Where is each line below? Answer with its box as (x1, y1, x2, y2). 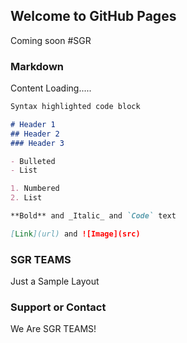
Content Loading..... (10, 82, 92, 94)
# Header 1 (10, 119, 56, 129)
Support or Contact (10, 300, 107, 314)
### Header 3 (10, 138, 65, 148)
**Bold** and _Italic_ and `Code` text (10, 211, 177, 221)
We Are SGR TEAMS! (10, 323, 97, 335)
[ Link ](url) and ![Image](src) (10, 229, 141, 239)
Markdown (10, 59, 64, 73)
